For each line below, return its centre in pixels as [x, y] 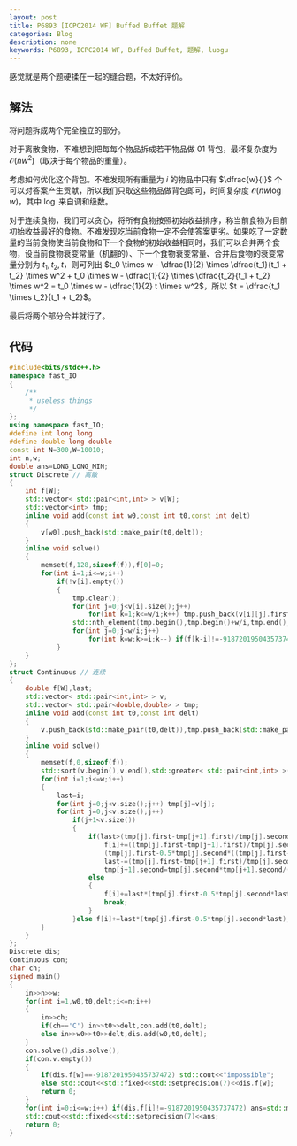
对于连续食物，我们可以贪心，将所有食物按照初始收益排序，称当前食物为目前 [148, 220]
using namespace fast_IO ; [57, 426]
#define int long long [51, 434]
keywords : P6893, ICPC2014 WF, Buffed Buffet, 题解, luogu [119, 50]
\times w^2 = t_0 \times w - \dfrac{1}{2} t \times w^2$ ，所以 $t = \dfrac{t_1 [145, 286]
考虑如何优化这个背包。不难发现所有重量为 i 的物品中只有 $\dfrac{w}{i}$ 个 [146, 179]
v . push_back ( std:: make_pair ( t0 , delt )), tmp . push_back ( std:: [152, 730]
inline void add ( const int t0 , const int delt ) [112, 713]
